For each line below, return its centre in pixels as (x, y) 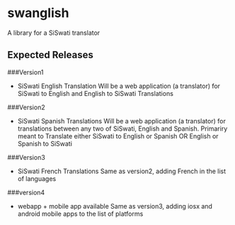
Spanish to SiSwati (45, 143)
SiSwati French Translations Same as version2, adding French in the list (122, 171)
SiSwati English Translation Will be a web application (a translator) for (119, 86)
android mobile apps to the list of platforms (80, 214)
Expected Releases (50, 55)
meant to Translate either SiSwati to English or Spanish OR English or (118, 136)
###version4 (26, 192)
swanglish (38, 13)
